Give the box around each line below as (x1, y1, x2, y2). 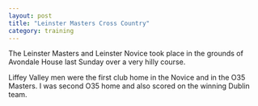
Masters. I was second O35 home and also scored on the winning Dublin (8, 81, 251, 91)
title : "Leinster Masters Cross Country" (8, 19, 150, 27)
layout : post (8, 11, 53, 20)
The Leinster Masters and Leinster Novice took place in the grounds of (8, 49, 244, 59)
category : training (8, 26, 74, 35)
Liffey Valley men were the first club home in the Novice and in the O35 (8, 73, 246, 83)
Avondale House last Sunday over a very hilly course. (8, 57, 186, 67)
